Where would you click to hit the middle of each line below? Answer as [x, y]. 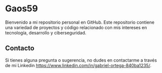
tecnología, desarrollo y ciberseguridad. [46, 33]
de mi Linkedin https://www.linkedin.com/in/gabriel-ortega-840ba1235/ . [78, 65]
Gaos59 [21, 9]
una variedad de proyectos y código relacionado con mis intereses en [76, 27]
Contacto [20, 48]
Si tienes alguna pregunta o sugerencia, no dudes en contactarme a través [81, 60]
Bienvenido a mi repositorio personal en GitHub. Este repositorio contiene [80, 22]
